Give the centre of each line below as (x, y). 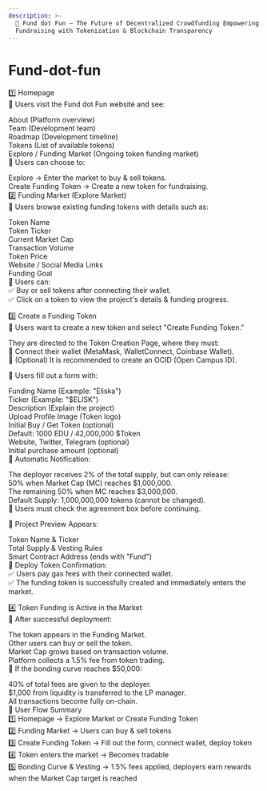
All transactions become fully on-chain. (73, 701)
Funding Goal (30, 274)
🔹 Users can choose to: (47, 163)
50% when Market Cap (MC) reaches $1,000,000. (90, 483)
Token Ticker (30, 231)
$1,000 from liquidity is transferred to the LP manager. (97, 693)
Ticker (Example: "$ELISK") (54, 400)
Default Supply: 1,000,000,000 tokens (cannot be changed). (107, 500)
